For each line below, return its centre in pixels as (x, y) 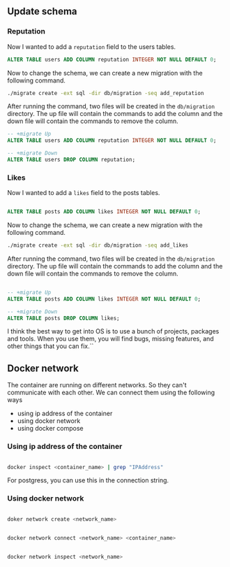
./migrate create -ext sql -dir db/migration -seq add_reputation (106, 93)
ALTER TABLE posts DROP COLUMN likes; (63, 318)
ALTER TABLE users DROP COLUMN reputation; (71, 160)
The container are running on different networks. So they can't (97, 385)
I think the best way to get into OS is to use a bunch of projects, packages (113, 331)
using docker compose (50, 429)
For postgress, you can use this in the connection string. (88, 480)
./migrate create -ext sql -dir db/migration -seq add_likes (98, 245)
